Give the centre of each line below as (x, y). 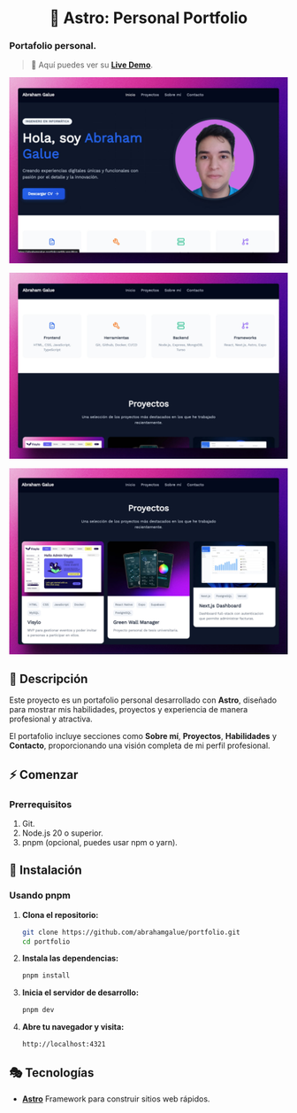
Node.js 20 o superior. (62, 833)
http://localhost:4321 (64, 1045)
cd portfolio (46, 942)
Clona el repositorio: (60, 915)
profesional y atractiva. (51, 719)
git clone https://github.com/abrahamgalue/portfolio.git (131, 932)
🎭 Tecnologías (52, 1073)
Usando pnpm (40, 896)
